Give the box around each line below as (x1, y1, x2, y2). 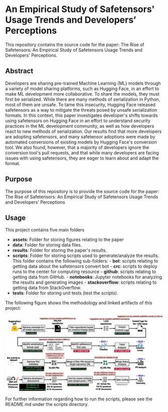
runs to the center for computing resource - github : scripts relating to (12, 269, 156, 275)
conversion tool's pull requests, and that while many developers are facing (5, 149, 159, 155)
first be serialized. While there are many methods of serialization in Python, (5, 96, 160, 102)
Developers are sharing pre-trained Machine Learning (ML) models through (5, 80, 161, 86)
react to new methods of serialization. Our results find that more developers (5, 128, 162, 134)
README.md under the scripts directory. (5, 401, 89, 407)
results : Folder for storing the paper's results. (12, 248, 107, 254)
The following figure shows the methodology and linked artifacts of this (5, 300, 152, 306)
